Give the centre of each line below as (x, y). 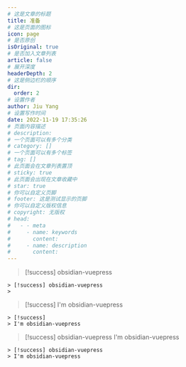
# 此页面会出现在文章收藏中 (43, 179)
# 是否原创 (21, 41)
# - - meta (27, 225)
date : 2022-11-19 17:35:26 (47, 119)
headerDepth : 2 (30, 73)
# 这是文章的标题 (29, 14)
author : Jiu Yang (33, 107)
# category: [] (30, 147)
